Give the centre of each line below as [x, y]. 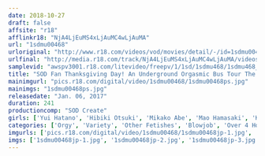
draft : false [30, 23]
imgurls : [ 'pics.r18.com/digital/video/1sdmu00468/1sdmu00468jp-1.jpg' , [130, 132]
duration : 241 [32, 103]
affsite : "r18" [33, 30]
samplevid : [26, 67]
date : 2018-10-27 [37, 15]
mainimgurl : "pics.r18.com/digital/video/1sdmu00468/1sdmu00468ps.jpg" [128, 81]
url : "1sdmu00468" [38, 45]
